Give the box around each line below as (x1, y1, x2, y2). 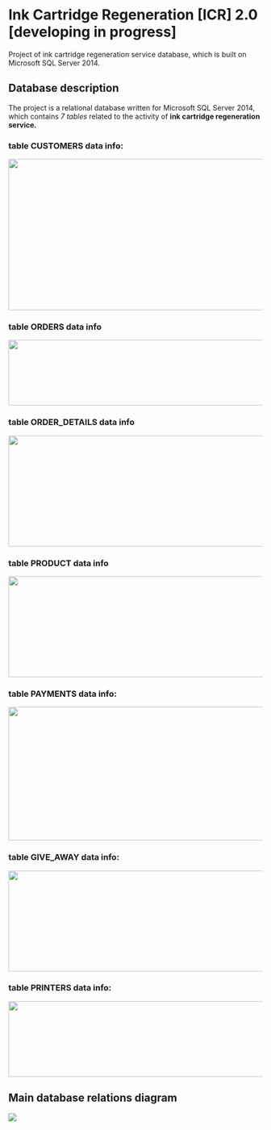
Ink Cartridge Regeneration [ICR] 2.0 (8, 6, 258, 24)
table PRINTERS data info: (8, 982, 112, 994)
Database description (8, 81, 119, 95)
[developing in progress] (8, 23, 177, 41)
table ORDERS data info (8, 321, 102, 332)
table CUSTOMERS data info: (8, 140, 123, 151)
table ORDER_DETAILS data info (8, 417, 135, 428)
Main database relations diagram (8, 1091, 177, 1105)
